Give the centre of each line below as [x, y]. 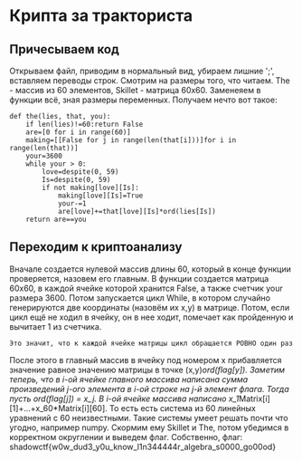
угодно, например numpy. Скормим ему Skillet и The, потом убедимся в [149, 427]
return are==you [57, 219]
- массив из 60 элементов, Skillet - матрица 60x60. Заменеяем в [135, 90]
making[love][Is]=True [100, 196]
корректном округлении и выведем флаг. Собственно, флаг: [126, 437]
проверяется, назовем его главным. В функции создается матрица [139, 278]
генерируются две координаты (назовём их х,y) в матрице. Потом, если [150, 307]
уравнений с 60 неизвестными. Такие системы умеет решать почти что [149, 418]
